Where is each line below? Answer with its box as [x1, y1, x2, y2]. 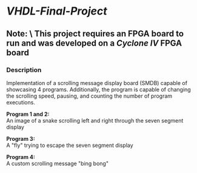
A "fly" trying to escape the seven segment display [6, 141, 133, 149]
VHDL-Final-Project [6, 4, 107, 18]
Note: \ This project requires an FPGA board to [6, 29, 184, 39]
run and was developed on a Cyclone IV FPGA [6, 38, 182, 48]
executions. [6, 98, 35, 106]
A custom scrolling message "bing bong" [6, 160, 109, 167]
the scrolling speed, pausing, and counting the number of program [6, 92, 173, 100]
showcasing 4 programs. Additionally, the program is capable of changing [6, 86, 191, 93]
